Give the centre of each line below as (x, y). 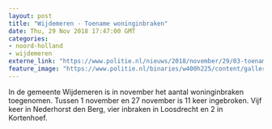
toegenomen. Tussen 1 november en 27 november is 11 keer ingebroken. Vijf (135, 100)
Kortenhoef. (28, 118)
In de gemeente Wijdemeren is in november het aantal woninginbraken (126, 92)
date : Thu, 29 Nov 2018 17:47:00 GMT (72, 31)
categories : (28, 39)
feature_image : (34, 69)
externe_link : (32, 62)
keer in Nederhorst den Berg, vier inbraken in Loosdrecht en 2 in (116, 109)
